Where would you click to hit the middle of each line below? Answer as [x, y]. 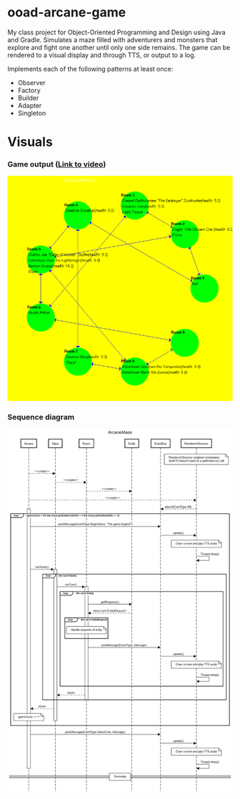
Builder [28, 98]
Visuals [30, 142]
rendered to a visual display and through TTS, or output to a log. [102, 55]
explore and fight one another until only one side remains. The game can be [119, 47]
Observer [32, 82]
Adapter [30, 105]
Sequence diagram [41, 417]
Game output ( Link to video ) [57, 164]
